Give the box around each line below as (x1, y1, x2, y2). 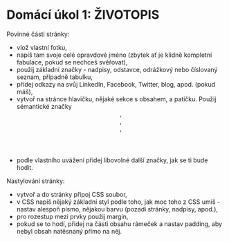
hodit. (16, 163, 34, 171)
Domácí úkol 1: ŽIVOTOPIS (6, 7, 160, 23)
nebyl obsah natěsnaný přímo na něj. (16, 227, 122, 235)
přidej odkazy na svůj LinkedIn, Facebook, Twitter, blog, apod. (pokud (16, 80, 216, 88)
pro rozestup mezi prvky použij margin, (16, 212, 129, 221)
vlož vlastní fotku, (16, 43, 67, 51)
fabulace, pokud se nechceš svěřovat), (16, 58, 128, 66)
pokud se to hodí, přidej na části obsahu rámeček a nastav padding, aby (16, 219, 223, 228)
